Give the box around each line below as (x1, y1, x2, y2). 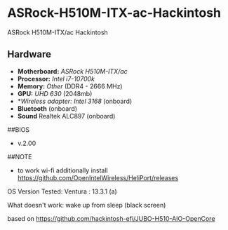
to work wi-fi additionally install (17, 166, 108, 175)
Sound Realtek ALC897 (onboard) (17, 111, 116, 120)
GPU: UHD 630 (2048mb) (17, 89, 93, 97)
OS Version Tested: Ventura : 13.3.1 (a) (7, 187, 117, 196)
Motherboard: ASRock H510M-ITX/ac (17, 67, 128, 75)
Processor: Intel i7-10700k (17, 74, 95, 83)
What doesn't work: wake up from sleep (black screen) (7, 201, 166, 209)
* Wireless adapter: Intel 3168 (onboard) (17, 97, 133, 105)
